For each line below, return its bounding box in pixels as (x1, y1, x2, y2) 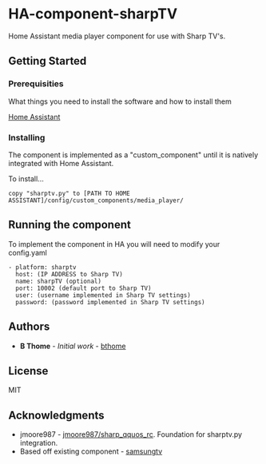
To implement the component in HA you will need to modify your (8, 239, 220, 248)
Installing (8, 132, 46, 143)
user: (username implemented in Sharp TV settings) (15, 291, 192, 299)
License (8, 364, 49, 378)
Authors (8, 320, 50, 334)
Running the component (8, 218, 132, 232)
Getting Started (8, 54, 87, 68)
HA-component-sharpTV (8, 5, 178, 23)
